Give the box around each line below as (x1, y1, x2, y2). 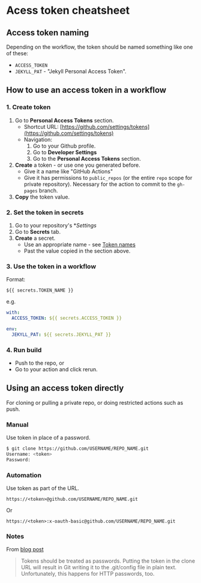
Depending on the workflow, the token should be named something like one (6, 43, 193, 50)
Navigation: (23, 136, 53, 143)
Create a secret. (14, 235, 56, 242)
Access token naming (6, 28, 89, 38)
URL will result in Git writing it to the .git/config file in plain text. (20, 564, 177, 571)
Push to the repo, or (14, 359, 65, 366)
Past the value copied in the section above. (23, 247, 131, 254)
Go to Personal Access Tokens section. (14, 116, 114, 124)
